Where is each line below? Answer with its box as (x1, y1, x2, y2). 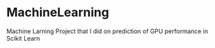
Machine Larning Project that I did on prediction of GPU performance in (6, 27, 209, 35)
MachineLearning (6, 5, 109, 20)
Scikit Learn (6, 34, 41, 42)
